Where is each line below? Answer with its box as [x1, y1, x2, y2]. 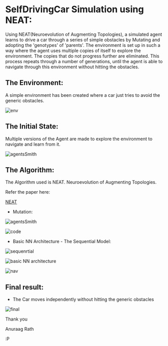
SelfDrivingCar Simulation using [5, 4, 144, 15]
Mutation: [12, 209, 33, 215]
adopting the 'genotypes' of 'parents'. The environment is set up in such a [5, 42, 160, 48]
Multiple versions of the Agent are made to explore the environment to [5, 136, 153, 142]
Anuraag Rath [5, 326, 34, 332]
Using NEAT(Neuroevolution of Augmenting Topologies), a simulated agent [5, 31, 162, 37]
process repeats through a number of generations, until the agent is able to [5, 58, 163, 64]
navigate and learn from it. [5, 141, 61, 147]
